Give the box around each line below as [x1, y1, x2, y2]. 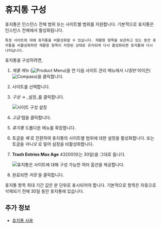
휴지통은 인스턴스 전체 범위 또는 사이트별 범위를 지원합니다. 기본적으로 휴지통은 [5, 21, 154, 27]
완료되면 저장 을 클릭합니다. [12, 172, 64, 178]
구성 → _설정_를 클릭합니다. [12, 94, 64, 100]
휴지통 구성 [5, 4, 47, 15]
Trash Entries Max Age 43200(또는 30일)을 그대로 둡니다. [12, 151, 126, 157]
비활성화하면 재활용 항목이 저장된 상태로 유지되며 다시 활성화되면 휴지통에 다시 [16, 43, 153, 48]
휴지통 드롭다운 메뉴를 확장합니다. [12, 125, 76, 130]
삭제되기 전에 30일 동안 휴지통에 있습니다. [5, 188, 84, 194]
